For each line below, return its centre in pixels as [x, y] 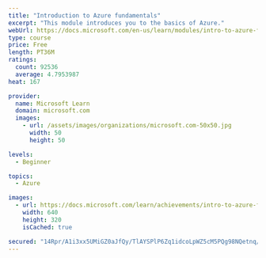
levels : [21, 154]
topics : [21, 176]
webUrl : [21, 30]
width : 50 [45, 133]
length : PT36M [32, 52]
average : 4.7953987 [47, 74]
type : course [30, 38]
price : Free [28, 45]
